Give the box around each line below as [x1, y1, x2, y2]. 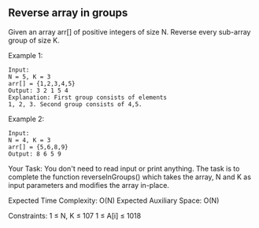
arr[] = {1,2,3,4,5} [8, 79, 76, 87]
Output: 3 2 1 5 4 [8, 86, 68, 94]
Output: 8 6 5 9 [8, 149, 61, 158]
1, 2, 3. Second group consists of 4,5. [8, 100, 143, 108]
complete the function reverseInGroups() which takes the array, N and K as [8, 172, 252, 182]
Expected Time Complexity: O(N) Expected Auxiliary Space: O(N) [8, 196, 220, 205]
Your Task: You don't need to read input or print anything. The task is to [8, 164, 240, 173]
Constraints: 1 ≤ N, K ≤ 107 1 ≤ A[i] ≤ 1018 [8, 211, 142, 220]
